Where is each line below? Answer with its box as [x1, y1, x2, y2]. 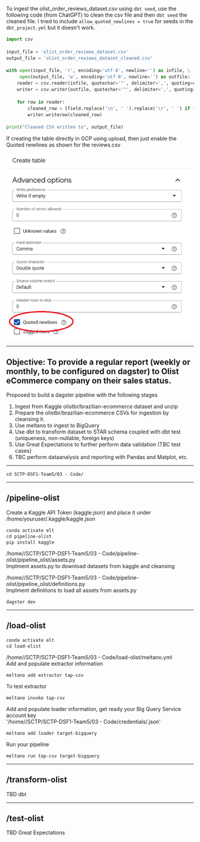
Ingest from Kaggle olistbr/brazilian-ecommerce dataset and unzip [14, 403, 179, 410]
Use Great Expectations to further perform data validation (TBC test [14, 441, 181, 448]
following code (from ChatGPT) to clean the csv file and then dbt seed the [6, 11, 187, 18]
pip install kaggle [6, 539, 55, 545]
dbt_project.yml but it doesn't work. [6, 24, 95, 31]
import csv [6, 36, 33, 42]
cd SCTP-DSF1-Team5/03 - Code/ [6, 472, 84, 478]
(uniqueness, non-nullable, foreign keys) [14, 435, 114, 442]
